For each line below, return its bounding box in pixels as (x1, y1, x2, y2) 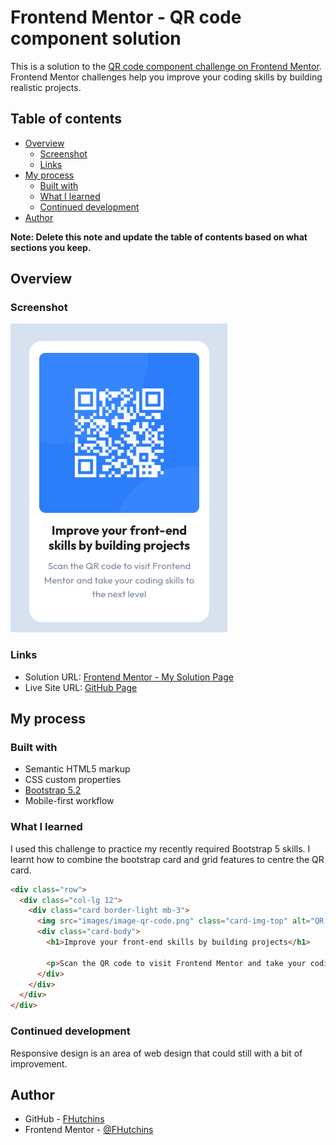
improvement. (10, 1057, 68, 1070)
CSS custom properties (24, 774, 122, 786)
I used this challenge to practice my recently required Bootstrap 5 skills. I (10, 842, 311, 855)
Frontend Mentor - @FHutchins (24, 1124, 154, 1136)
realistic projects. (10, 81, 82, 93)
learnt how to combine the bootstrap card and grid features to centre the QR (10, 853, 325, 865)
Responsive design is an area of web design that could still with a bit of (10, 1047, 303, 1059)
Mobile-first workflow (24, 795, 115, 807)
